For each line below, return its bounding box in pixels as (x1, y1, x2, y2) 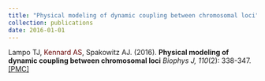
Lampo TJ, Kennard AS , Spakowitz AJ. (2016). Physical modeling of (8, 48, 230, 57)
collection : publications (8, 19, 93, 27)
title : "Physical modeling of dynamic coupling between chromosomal (8, 11, 238, 20)
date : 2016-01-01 (8, 26, 65, 34)
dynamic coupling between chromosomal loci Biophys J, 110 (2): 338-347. (8, 56, 252, 65)
